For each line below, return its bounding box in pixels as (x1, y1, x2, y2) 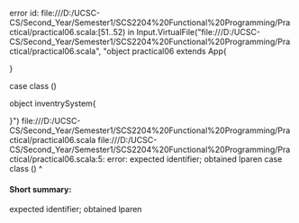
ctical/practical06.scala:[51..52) (9, 27, 126, 37)
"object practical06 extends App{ (103, 46, 227, 57)
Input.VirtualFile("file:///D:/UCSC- (136, 27, 261, 37)
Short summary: (9, 183, 72, 194)
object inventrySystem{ (9, 98, 96, 109)
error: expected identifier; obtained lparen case (106, 154, 283, 165)
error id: (9, 8, 40, 18)
